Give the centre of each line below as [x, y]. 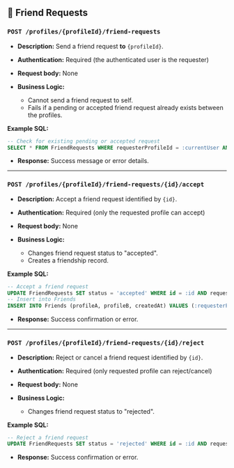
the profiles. [45, 115]
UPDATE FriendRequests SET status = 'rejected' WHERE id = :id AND [107, 444]
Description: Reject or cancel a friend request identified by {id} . [110, 357]
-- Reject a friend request [48, 437]
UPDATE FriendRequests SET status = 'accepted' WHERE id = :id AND [107, 293]
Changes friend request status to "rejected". [91, 411]
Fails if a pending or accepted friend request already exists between [126, 107]
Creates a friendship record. [68, 260]
